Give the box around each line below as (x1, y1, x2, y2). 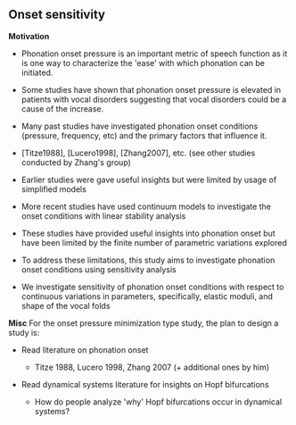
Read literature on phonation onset (21, 344, 149, 355)
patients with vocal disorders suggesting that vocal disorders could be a (21, 94, 287, 104)
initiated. (21, 67, 53, 78)
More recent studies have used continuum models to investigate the (21, 201, 271, 212)
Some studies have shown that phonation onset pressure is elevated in (21, 84, 282, 95)
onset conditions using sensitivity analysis (21, 263, 177, 275)
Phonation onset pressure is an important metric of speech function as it (21, 48, 288, 59)
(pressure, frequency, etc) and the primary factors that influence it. (21, 129, 267, 141)
